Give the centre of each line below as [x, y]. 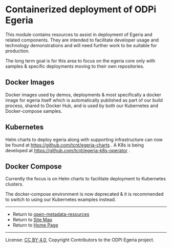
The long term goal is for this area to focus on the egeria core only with [80, 60]
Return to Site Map [33, 220]
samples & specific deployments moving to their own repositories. [75, 66]
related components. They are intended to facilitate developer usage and [82, 40]
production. [17, 51]
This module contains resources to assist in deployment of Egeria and [79, 34]
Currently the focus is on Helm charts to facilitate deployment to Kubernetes [86, 179]
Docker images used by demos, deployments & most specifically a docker [83, 95]
